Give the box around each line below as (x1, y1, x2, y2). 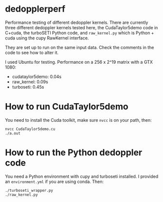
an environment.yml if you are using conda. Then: (5, 179, 104, 184)
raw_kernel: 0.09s (12, 79, 49, 85)
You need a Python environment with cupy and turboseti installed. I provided (5, 173, 159, 179)
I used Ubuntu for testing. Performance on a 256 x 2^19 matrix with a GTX (5, 59, 153, 65)
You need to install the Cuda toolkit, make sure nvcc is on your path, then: (5, 117, 152, 123)
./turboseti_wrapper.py (5, 188, 54, 193)
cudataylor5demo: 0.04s (12, 73, 62, 79)
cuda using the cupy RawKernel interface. (5, 35, 89, 41)
